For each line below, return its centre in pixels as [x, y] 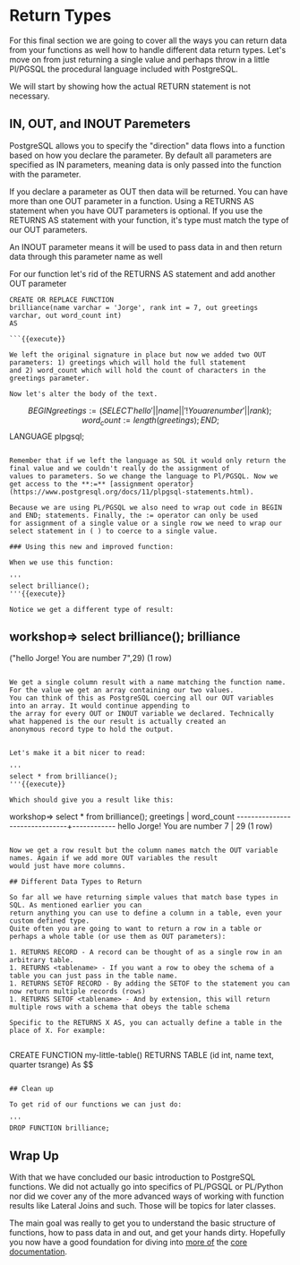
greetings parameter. [50, 378]
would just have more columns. [68, 866]
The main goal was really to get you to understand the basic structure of [142, 1223]
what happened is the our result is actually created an [118, 722]
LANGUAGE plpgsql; [47, 436]
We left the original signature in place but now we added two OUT [138, 355]
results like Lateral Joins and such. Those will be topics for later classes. [142, 1206]
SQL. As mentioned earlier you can [76, 906]
